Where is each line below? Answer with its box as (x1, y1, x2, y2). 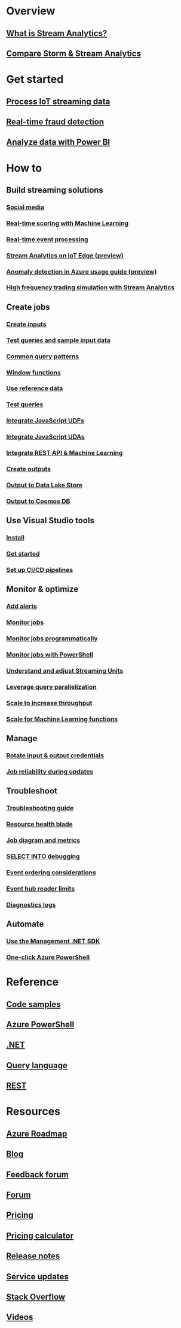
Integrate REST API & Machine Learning (6, 449, 123, 457)
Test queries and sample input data (6, 336, 111, 344)
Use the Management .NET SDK (6, 937, 100, 946)
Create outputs (6, 465, 51, 473)
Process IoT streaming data (6, 96, 111, 106)
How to (6, 161, 42, 175)
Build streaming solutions (6, 185, 103, 195)
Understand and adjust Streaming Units (6, 667, 124, 675)
